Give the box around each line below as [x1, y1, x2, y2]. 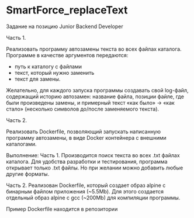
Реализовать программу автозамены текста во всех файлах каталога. [6, 45, 182, 53]
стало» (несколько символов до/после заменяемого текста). [6, 105, 160, 112]
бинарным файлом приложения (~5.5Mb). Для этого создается [6, 188, 164, 195]
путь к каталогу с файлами [14, 63, 82, 70]
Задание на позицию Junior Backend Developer [6, 23, 124, 30]
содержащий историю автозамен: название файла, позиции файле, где [6, 93, 184, 100]
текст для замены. [14, 75, 61, 82]
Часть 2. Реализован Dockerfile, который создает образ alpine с [6, 182, 166, 189]
